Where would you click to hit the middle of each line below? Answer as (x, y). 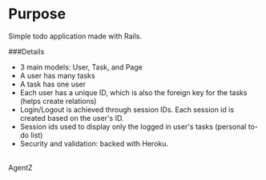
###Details (26, 51)
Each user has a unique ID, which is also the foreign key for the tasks (133, 92)
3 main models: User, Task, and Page (81, 67)
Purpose (37, 14)
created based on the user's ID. (72, 118)
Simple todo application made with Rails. (75, 36)
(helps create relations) (58, 101)
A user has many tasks (57, 75)
